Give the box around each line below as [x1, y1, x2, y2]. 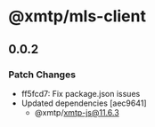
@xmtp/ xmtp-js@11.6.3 [34, 107, 119, 117]
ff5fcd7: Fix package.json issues [20, 88, 141, 99]
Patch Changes [8, 68, 77, 81]
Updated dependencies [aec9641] [20, 98, 148, 108]
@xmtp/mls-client [8, 6, 146, 27]
